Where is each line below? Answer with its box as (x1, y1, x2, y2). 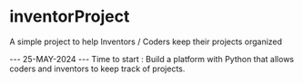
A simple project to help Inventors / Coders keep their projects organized (9, 36, 283, 47)
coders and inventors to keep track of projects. (9, 63, 186, 74)
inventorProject (9, 6, 130, 27)
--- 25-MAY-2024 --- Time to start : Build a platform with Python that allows (9, 53, 294, 64)
